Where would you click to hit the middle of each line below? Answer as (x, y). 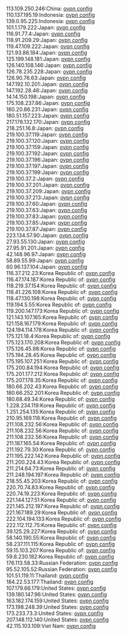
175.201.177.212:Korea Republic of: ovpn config (63, 374)
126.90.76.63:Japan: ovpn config (46, 78)
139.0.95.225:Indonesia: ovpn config (51, 21)
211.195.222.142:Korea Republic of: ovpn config (63, 456)
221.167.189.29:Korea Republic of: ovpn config (62, 513)
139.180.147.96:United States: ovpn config (57, 594)
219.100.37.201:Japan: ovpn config (48, 185)
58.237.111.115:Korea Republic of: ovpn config (61, 544)
